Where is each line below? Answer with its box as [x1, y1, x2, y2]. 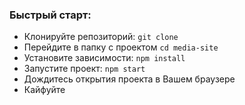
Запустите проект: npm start [23, 63, 146, 75]
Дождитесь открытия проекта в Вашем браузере [23, 73, 236, 85]
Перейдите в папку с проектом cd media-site [23, 41, 219, 53]
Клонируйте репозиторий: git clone [23, 31, 179, 43]
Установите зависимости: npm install [23, 52, 186, 64]
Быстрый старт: [9, 8, 92, 22]
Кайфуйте [23, 84, 66, 96]
